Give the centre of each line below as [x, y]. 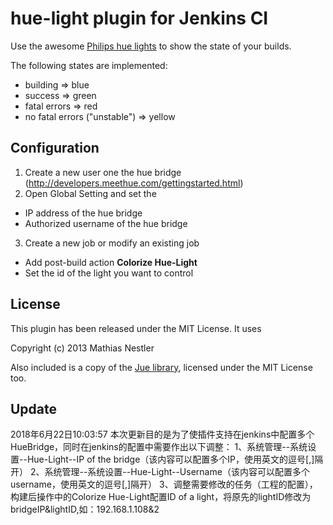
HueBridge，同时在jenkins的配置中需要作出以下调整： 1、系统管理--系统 [159, 447]
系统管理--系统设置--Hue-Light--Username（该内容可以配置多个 [177, 472]
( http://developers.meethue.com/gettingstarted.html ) [134, 183]
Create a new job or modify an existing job [112, 243]
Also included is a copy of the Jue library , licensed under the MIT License [161, 367]
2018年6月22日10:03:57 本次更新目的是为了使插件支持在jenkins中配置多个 [162, 434]
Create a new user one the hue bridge [103, 172]
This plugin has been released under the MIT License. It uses [136, 328]
